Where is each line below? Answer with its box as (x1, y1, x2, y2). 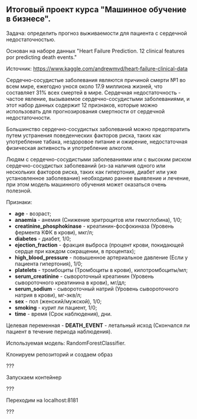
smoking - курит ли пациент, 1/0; (14, 304, 97, 311)
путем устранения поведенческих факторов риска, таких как (6, 132, 161, 139)
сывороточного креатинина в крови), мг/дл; (14, 279, 126, 286)
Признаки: (6, 198, 32, 205)
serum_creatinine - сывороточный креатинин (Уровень (14, 273, 155, 280)
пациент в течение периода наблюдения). (6, 328, 112, 335)
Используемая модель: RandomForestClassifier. (6, 339, 126, 346)
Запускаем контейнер (6, 374, 62, 381)
